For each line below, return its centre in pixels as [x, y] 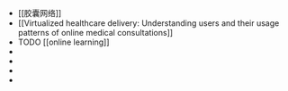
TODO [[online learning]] [63, 42]
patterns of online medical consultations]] [95, 33]
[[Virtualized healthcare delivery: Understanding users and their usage [148, 23]
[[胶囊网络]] [40, 13]
